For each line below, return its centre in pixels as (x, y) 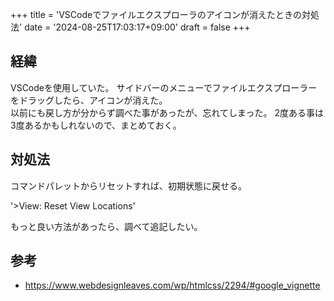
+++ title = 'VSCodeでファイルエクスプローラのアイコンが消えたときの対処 (165, 14)
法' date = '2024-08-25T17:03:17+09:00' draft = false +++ (130, 27)
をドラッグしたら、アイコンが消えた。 (89, 100)
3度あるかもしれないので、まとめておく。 (96, 125)
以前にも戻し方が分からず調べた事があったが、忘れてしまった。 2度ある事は (167, 112)
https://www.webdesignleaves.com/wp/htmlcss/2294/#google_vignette (172, 285)
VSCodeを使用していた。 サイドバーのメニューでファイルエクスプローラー (164, 87)
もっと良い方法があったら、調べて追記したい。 (106, 226)
